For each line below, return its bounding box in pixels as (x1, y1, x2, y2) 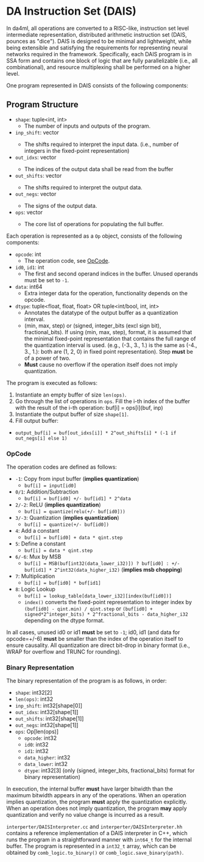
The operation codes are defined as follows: (6, 463, 118, 471)
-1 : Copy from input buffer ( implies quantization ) (15, 475, 139, 483)
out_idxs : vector (15, 153, 57, 161)
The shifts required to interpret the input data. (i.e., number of (24, 141, 179, 148)
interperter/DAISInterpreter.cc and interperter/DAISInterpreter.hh (6, 823, 183, 830)
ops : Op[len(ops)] (15, 728, 59, 736)
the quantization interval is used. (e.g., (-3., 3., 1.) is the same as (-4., (24, 341, 197, 349)
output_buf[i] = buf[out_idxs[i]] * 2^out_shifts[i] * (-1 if (15, 429, 177, 436)
